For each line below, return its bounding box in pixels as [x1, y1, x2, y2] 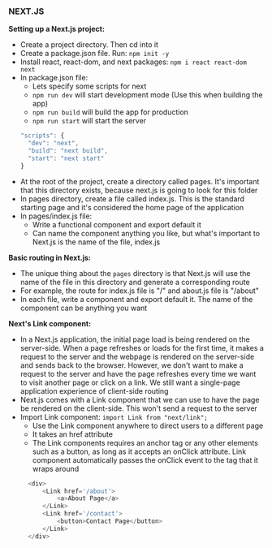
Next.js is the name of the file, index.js [32, 237, 161, 247]
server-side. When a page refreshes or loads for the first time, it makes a [19, 343, 264, 352]
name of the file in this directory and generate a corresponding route [19, 277, 250, 287]
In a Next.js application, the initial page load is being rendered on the [19, 334, 250, 344]
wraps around [32, 464, 80, 473]
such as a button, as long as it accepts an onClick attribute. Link [32, 447, 247, 456]
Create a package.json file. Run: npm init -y [19, 49, 170, 58]
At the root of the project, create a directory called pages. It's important [19, 176, 260, 186]
